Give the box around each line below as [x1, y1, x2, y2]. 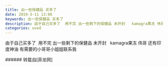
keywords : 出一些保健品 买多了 [5, 16, 63, 21]
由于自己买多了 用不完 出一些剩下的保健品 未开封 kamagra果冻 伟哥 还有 [5, 40, 157, 46]
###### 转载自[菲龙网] [5, 57, 53, 63]
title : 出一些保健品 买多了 [5, 7, 57, 12]
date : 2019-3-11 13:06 [5, 12, 52, 17]
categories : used [5, 26, 41, 31]
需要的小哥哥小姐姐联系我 [23, 46, 76, 52]
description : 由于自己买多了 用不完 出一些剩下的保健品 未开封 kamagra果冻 [5, 21, 155, 26]
